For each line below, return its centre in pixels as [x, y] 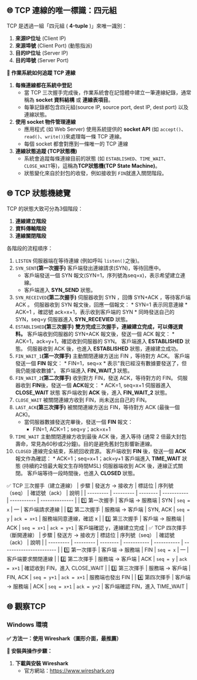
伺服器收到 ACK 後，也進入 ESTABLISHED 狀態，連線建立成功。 [104, 348]
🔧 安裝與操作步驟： [30, 651]
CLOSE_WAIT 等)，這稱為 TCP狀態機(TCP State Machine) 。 [92, 165]
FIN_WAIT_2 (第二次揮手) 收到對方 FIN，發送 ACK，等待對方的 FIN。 [96, 378]
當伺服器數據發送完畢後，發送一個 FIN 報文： [79, 421]
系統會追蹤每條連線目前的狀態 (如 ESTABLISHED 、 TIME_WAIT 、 [96, 158]
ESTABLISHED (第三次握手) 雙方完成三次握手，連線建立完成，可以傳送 [96, 327]
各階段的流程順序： [30, 248]
